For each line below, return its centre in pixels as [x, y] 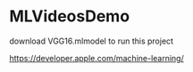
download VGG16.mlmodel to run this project [92, 41]
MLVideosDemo [70, 16]
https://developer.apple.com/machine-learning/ [97, 58]
